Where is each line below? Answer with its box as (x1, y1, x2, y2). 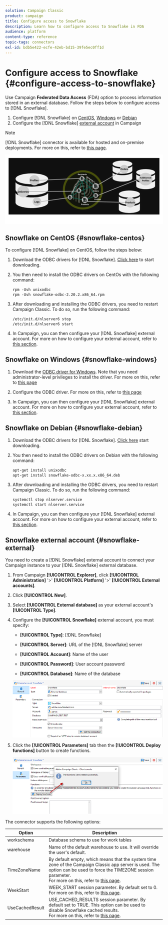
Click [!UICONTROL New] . (12, 592, 67, 598)
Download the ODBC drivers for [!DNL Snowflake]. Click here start (12, 437, 149, 443)
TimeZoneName (7, 866, 41, 872)
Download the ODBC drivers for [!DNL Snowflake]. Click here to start (12, 256, 154, 262)
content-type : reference (5, 34, 57, 39)
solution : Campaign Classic (5, 8, 64, 13)
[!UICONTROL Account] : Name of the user (19, 651, 108, 657)
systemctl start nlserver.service (12, 502, 84, 507)
